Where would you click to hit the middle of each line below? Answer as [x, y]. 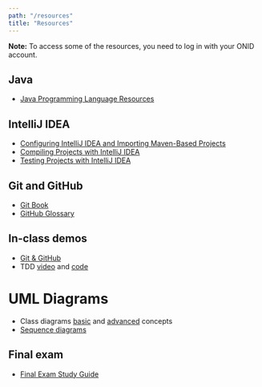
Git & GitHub [40, 258]
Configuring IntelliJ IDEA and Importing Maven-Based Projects [123, 143]
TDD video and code [54, 266]
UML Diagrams [58, 298]
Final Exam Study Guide [59, 374]
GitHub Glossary [47, 213]
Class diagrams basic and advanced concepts [96, 320]
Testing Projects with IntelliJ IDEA [75, 160]
